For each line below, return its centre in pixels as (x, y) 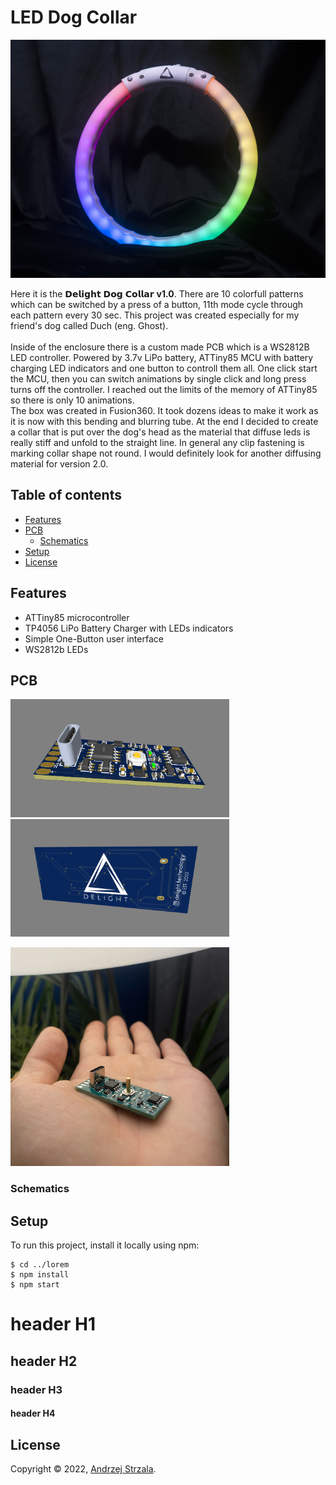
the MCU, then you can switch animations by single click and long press (158, 378)
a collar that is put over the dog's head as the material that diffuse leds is (160, 432)
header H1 (53, 1324)
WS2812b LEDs (56, 649)
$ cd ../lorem (40, 1265)
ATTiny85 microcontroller (77, 617)
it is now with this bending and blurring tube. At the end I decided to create (164, 421)
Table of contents (66, 495)
